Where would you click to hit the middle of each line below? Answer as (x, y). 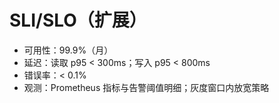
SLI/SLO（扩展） (78, 20)
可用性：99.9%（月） (68, 50)
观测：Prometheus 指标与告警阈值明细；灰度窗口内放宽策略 (146, 87)
